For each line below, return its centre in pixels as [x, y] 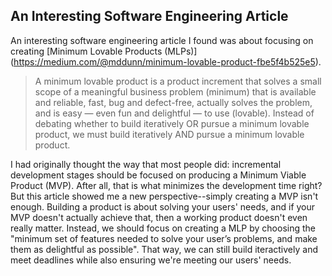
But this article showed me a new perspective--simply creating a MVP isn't [164, 196]
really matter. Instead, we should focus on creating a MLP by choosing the [163, 228]
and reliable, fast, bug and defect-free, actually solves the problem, [173, 102]
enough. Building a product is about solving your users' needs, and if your [163, 206]
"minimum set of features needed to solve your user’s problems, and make [164, 238]
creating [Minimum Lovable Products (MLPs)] [104, 51]
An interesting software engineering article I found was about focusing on [162, 40]
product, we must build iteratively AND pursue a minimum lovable [169, 134]
